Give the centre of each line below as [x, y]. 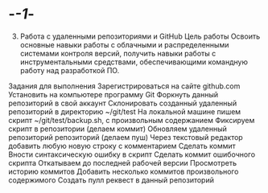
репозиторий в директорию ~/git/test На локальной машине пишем [125, 111]
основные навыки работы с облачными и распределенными [124, 44]
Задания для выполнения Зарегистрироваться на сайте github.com [124, 86]
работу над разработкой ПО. [70, 70]
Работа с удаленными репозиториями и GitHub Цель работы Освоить [140, 36]
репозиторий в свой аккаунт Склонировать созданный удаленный [123, 103]
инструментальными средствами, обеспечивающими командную [134, 62]
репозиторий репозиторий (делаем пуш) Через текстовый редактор [126, 137]
